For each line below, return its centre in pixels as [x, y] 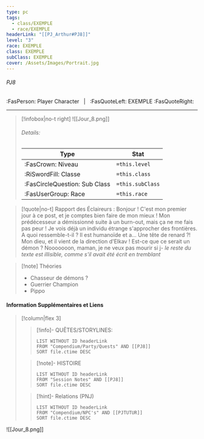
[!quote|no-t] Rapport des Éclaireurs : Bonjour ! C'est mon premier [104, 209]
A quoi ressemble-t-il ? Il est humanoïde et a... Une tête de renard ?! [106, 234]
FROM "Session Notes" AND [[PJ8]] [80, 380]
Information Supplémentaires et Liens [55, 304]
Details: [31, 133]
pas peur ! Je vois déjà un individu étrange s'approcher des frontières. [109, 228]
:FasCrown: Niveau [51, 164]
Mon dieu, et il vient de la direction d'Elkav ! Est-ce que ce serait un [105, 241]
